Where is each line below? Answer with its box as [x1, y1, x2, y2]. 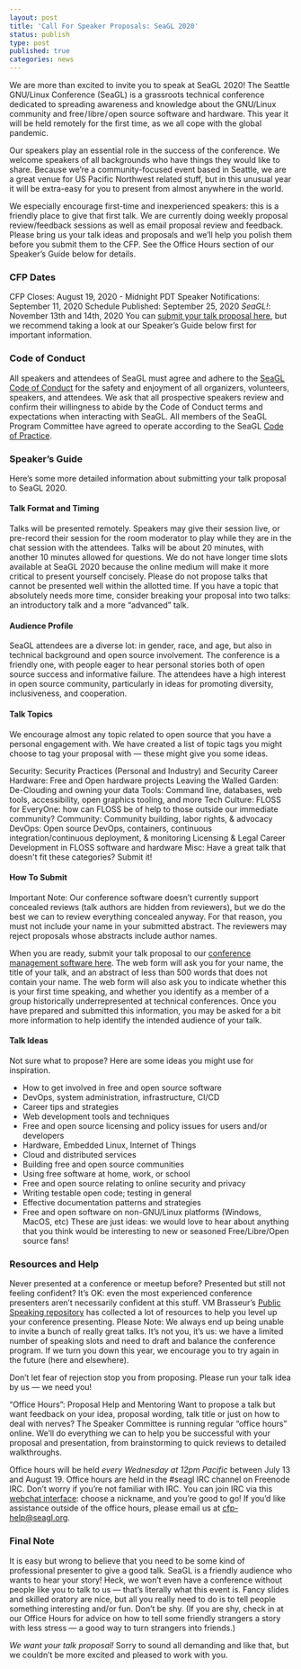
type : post [9, 38, 50, 48]
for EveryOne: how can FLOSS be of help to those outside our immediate [9, 803, 279, 815]
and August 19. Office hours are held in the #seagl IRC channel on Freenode [9, 1474, 290, 1485]
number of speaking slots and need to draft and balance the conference [9, 1336, 276, 1347]
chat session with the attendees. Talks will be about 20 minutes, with [9, 542, 264, 554]
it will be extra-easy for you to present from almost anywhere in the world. [9, 184, 284, 194]
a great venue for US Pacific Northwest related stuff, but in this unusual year [9, 174, 292, 185]
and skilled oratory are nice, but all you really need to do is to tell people [9, 1593, 276, 1604]
